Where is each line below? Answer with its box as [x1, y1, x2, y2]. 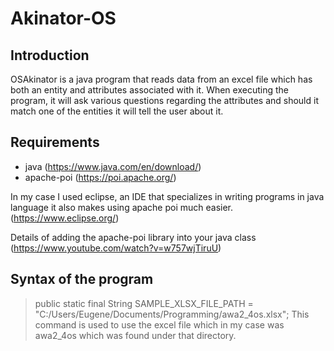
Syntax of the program [10, 271, 154, 288]
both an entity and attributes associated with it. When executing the [10, 84, 289, 96]
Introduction [10, 47, 90, 64]
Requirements [10, 134, 100, 151]
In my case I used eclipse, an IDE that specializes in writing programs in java [10, 190, 325, 202]
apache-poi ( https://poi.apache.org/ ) [24, 171, 177, 183]
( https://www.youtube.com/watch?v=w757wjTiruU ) [10, 242, 222, 254]
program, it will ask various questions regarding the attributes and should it [10, 95, 319, 106]
